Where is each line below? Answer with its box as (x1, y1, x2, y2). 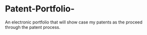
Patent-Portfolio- (5, 3, 75, 14)
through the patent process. (5, 24, 61, 30)
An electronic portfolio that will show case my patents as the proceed (5, 19, 143, 25)
